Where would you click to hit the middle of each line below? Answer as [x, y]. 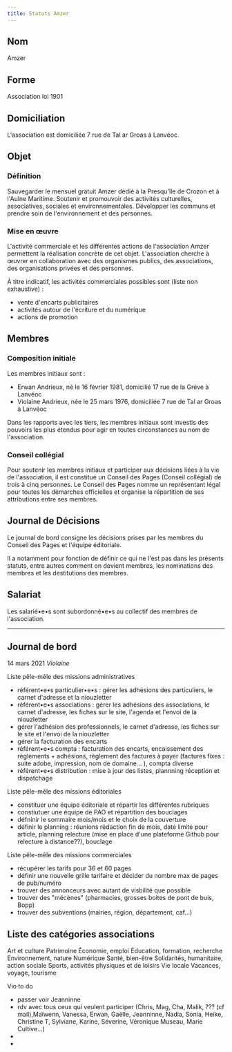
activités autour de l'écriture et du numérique [81, 310]
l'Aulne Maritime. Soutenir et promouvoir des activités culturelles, [100, 198]
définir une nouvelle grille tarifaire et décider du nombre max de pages [118, 876]
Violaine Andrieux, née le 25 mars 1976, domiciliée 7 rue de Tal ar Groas [119, 401]
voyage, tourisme [32, 973]
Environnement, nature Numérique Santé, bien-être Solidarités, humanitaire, [115, 958]
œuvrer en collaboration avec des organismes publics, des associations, [110, 261]
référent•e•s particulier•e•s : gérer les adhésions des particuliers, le [115, 690]
